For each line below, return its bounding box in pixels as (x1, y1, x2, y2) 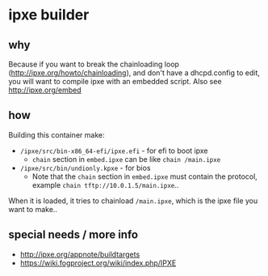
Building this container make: (8, 130, 105, 139)
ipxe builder (8, 6, 90, 24)
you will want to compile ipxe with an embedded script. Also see (8, 77, 222, 86)
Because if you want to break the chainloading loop (8, 59, 180, 69)
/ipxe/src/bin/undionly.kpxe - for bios (19, 163, 151, 172)
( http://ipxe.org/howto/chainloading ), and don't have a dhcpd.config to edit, (8, 68, 261, 78)
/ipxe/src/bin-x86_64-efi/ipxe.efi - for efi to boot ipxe (19, 146, 208, 155)
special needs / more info (8, 228, 139, 242)
